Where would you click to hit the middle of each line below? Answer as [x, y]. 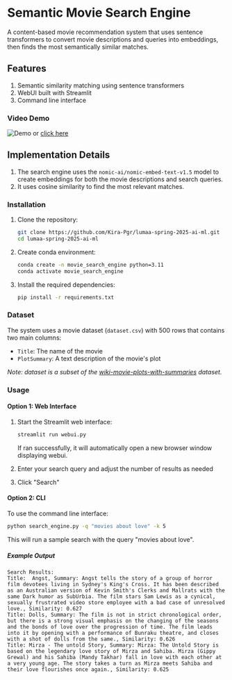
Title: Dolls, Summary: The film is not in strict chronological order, [115, 615]
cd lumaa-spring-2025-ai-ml [58, 239]
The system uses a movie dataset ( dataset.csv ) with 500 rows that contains [116, 330]
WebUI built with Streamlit [55, 92]
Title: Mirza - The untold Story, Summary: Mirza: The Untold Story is [113, 645]
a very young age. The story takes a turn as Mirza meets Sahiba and [110, 663]
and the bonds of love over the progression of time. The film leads [110, 627]
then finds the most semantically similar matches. [78, 47]
